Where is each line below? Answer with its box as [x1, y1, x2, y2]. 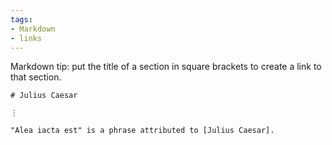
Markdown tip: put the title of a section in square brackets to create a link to [10, 61, 322, 73]
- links [10, 33, 43, 43]
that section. [10, 71, 62, 83]
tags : [10, 14, 33, 25]
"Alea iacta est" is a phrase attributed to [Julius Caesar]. [10, 126, 275, 136]
